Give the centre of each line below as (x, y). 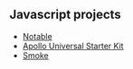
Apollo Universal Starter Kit (73, 46)
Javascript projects (66, 15)
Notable (37, 36)
